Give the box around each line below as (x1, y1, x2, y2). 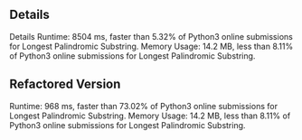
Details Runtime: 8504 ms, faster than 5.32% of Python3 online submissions (9, 31, 294, 42)
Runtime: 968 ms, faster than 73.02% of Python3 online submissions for (9, 100, 278, 111)
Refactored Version (9, 77, 121, 92)
